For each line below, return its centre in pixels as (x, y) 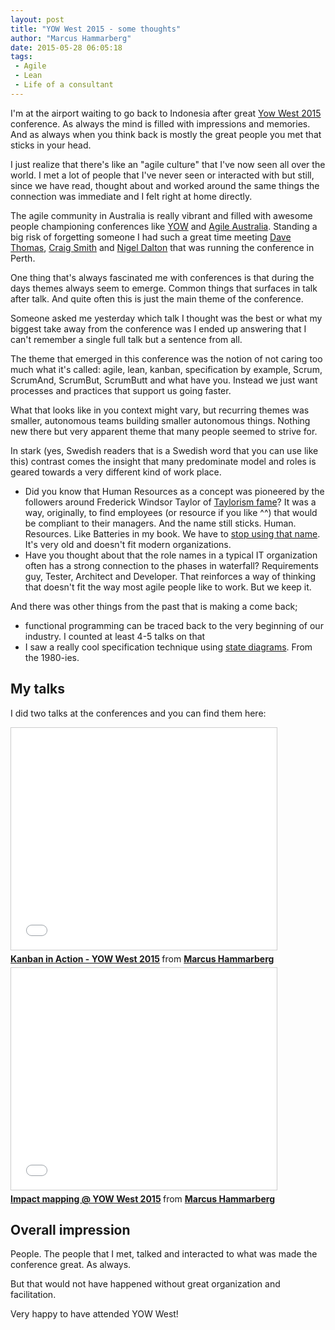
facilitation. (33, 1295)
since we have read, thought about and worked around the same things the (165, 185)
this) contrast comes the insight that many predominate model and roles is (163, 461)
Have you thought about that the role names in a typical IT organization (171, 555)
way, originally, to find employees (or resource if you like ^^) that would (171, 512)
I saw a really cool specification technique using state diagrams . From (168, 647)
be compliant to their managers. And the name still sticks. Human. (160, 523)
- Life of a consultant (64, 85)
